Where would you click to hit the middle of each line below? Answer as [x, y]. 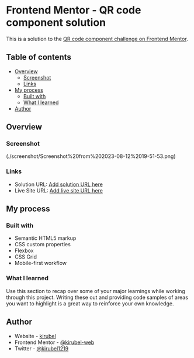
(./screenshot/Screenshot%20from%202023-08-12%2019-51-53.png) [91, 156]
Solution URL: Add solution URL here [59, 184]
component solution [56, 23]
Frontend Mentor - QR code [74, 10]
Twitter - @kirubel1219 [41, 348]
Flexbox [24, 251]
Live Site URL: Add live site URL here [59, 190]
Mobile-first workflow [41, 263]
